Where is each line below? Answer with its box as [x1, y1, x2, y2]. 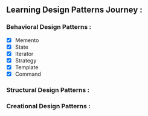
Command [14, 70, 41, 78]
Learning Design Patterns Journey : [6, 5, 143, 15]
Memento [14, 36, 39, 44]
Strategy [14, 56, 37, 64]
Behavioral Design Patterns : [6, 23, 92, 31]
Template [14, 63, 39, 71]
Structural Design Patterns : [6, 85, 89, 94]
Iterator [14, 50, 34, 57]
